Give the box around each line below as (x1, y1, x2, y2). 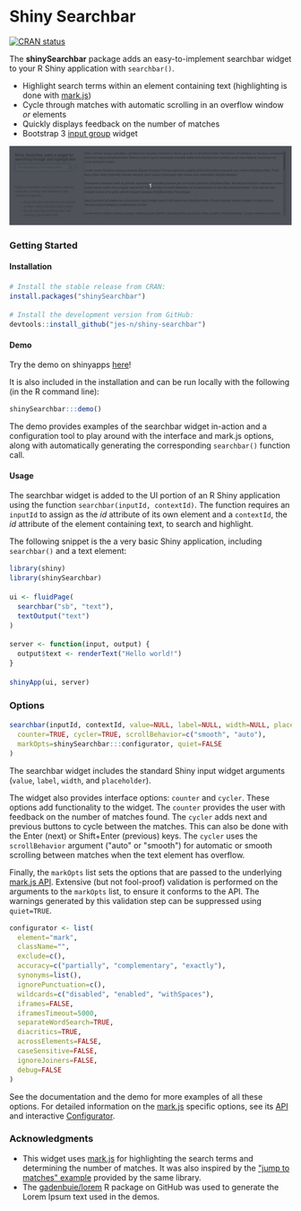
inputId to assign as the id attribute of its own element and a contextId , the (9, 509, 288, 520)
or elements (21, 109, 67, 119)
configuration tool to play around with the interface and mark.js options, (9, 431, 274, 442)
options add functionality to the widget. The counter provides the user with (9, 802, 286, 812)
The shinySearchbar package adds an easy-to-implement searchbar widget (9, 53, 292, 64)
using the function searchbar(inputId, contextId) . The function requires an (9, 500, 290, 511)
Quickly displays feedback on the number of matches (21, 118, 220, 129)
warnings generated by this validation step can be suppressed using (9, 895, 262, 906)
